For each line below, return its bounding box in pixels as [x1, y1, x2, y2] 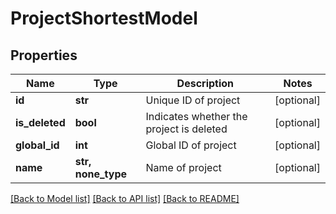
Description [176, 77, 235, 90]
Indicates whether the [145, 110, 248, 123]
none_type [74, 167, 128, 181]
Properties [10, 47, 78, 64]
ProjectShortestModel [10, 7, 198, 30]
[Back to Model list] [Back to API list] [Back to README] [10, 193, 240, 204]
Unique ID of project [145, 93, 241, 107]
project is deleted [145, 122, 228, 136]
